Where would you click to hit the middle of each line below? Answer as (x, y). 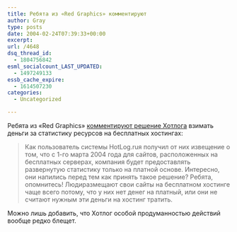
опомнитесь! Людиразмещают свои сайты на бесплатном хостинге (127, 184)
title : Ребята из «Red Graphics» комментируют (77, 14)
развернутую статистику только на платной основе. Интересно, (122, 169)
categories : (25, 93)
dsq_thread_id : (30, 54)
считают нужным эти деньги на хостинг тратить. (99, 199)
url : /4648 (23, 47)
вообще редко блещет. (42, 221)
